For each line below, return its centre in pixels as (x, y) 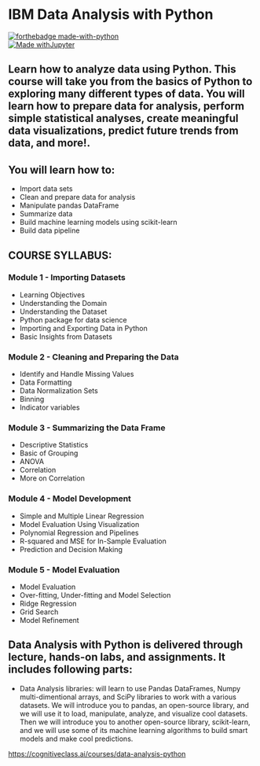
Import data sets (46, 189)
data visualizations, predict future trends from (123, 131)
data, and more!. (49, 143)
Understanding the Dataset (63, 311)
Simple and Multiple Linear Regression (82, 516)
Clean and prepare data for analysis (77, 197)
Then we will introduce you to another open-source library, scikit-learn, (135, 722)
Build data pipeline (49, 230)
